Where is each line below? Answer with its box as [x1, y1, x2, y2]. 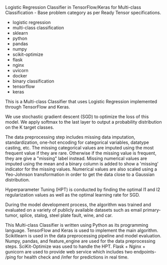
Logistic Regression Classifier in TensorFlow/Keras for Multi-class [5, 5, 141, 10]
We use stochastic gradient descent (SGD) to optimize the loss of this [5, 114, 149, 120]
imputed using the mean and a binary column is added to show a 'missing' [5, 161, 159, 166]
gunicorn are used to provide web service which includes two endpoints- [5, 249, 156, 254]
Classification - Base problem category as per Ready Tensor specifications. [5, 10, 161, 16]
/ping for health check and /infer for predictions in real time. [5, 254, 129, 260]
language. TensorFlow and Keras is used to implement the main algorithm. [5, 227, 158, 233]
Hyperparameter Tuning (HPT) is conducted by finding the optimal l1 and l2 [5, 187, 160, 193]
